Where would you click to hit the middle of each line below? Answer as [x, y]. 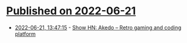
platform [25, 33]
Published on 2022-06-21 [71, 11]
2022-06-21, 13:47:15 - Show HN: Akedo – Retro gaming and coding [98, 27]
